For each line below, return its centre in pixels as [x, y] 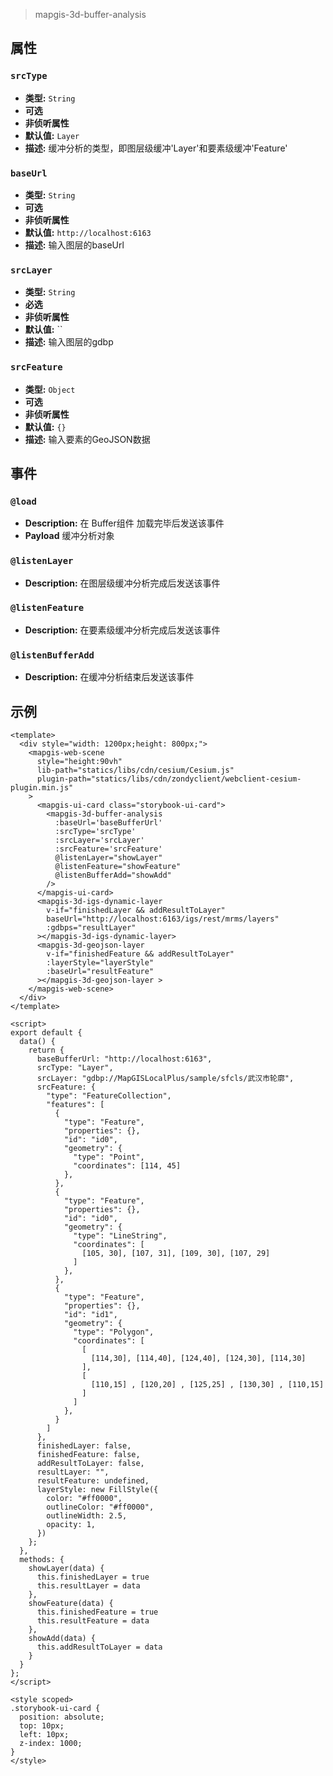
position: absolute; [62, 1717]
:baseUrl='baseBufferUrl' [108, 822]
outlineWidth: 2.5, [87, 1515]
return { [46, 1050]
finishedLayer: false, [84, 1445]
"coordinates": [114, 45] [127, 1165]
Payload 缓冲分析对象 [69, 536]
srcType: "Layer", [75, 1067]
